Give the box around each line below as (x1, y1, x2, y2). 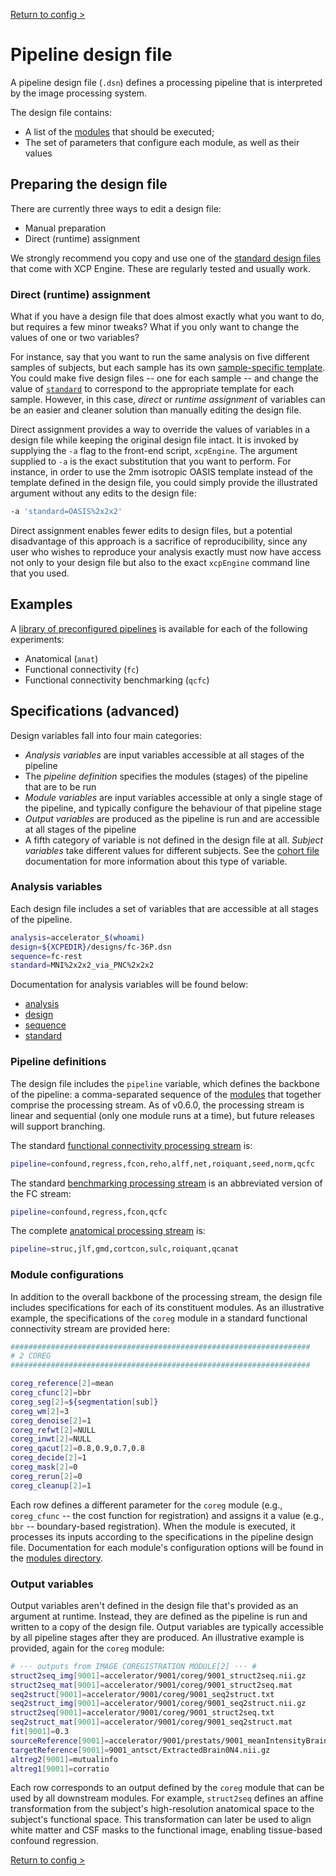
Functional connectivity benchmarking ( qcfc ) (24, 674, 210, 686)
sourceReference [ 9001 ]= (10, 1735, 110, 1746)
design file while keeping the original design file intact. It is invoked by (10, 434, 299, 446)
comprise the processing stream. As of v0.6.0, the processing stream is (10, 1099, 305, 1111)
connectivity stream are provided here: (10, 1322, 171, 1334)
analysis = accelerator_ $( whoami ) (10, 932, 145, 943)
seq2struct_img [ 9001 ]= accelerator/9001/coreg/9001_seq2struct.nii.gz (10, 1699, 307, 1709)
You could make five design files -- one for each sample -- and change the (10, 372, 319, 384)
